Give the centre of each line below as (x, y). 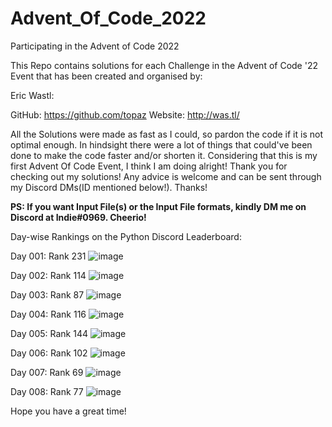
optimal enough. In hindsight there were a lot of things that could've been (161, 144)
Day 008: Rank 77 (47, 391)
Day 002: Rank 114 (48, 275)
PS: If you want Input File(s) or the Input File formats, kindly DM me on (158, 206)
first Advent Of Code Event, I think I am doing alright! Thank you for (149, 166)
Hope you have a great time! (68, 411)
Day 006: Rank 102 (49, 353)
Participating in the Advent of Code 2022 (95, 46)
